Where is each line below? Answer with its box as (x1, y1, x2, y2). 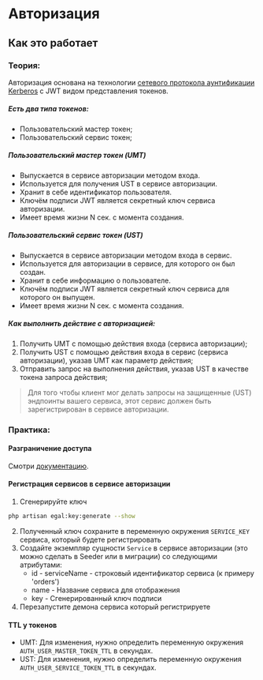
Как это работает (8, 36, 98, 50)
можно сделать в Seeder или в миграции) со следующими (19, 551, 218, 561)
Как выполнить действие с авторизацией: (8, 319, 156, 329)
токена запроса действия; (19, 372, 108, 381)
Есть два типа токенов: (8, 104, 89, 114)
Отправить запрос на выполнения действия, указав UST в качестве (19, 364, 250, 374)
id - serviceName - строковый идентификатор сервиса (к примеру (31, 568, 254, 577)
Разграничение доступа (8, 444, 92, 453)
